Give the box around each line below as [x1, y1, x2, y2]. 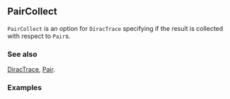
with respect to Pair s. [7, 32, 71, 40]
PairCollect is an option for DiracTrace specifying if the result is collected [7, 24, 224, 32]
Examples [7, 83, 42, 93]
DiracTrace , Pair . [7, 65, 55, 74]
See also [7, 49, 38, 59]
